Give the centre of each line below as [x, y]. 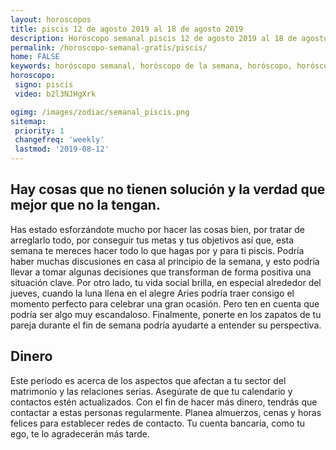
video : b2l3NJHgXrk [55, 94]
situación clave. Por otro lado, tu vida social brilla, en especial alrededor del [166, 282]
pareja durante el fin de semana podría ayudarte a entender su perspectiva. [166, 325]
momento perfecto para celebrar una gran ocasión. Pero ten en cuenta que [165, 303]
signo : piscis [44, 85]
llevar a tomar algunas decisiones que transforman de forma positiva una [161, 272]
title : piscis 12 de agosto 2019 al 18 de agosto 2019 [127, 29]
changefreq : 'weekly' [59, 140]
